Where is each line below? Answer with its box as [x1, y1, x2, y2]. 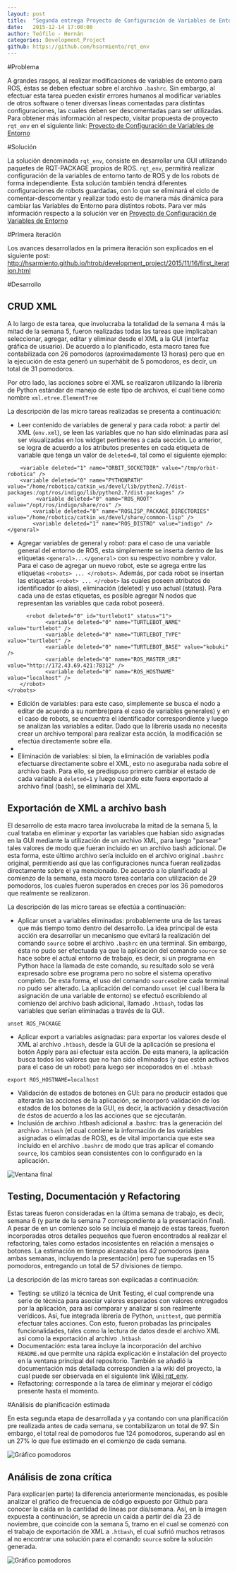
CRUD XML [7, 301, 57, 313]
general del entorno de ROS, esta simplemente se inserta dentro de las [17, 546, 224, 555]
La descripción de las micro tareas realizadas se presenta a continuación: [7, 407, 221, 415]
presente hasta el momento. [17, 1387, 99, 1396]
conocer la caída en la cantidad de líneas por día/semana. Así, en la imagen [7, 1505, 227, 1514]
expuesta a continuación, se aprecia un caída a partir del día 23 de [7, 1512, 201, 1521]
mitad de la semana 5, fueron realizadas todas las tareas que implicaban [7, 327, 217, 335]
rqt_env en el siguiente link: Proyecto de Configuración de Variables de [7, 122, 214, 129]
